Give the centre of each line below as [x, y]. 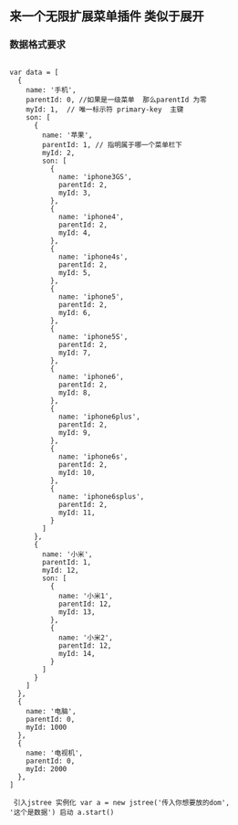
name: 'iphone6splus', [101, 496]
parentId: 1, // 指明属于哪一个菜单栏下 [112, 144]
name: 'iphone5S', [93, 336]
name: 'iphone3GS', [95, 176]
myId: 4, [75, 233]
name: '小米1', [86, 596]
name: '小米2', [86, 638]
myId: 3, [75, 193]
